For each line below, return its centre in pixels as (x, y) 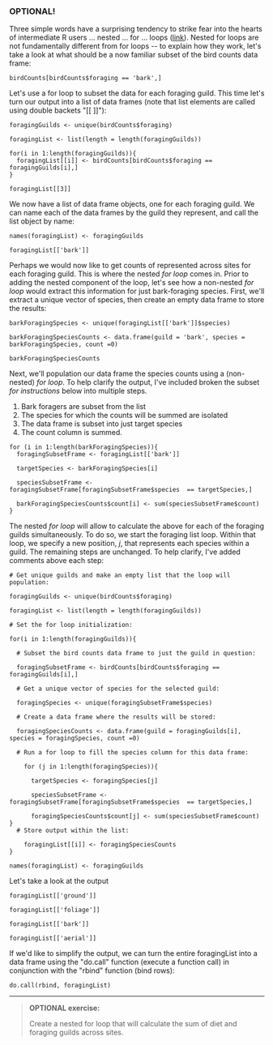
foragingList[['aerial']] (53, 938)
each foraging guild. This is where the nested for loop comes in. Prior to (129, 274)
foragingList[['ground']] (53, 896)
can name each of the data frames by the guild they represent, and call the (134, 213)
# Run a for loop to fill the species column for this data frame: (133, 753)
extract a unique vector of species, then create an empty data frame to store (137, 300)
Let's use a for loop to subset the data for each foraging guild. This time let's (137, 93)
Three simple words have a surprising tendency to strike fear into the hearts (136, 29)
